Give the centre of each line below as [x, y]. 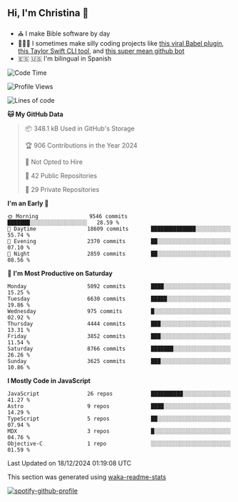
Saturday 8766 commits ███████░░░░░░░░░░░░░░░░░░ [119, 349]
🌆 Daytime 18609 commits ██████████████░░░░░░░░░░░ [119, 229]
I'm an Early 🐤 [28, 203]
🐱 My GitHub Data [36, 114]
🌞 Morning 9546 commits [68, 216]
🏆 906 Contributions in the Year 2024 [81, 145]
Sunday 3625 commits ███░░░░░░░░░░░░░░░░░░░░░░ [119, 361]
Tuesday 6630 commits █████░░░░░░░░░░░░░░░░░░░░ [119, 299]
